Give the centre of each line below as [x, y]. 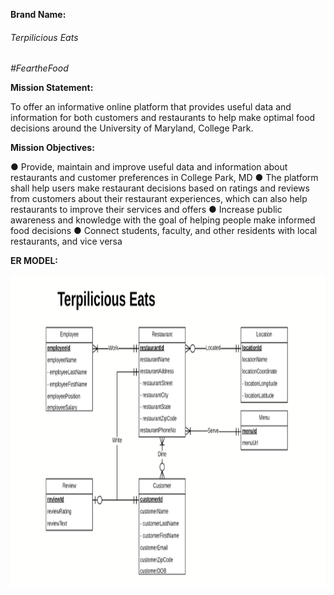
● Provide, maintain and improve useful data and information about [149, 167]
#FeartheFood [39, 68]
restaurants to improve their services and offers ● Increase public [146, 210]
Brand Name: [38, 14]
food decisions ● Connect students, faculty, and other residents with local [164, 231]
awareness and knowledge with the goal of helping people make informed [163, 220]
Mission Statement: [52, 88]
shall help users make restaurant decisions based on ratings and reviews [160, 188]
